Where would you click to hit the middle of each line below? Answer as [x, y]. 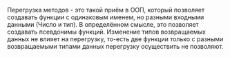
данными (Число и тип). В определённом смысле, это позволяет [103, 24]
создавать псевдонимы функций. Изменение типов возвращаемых [106, 32]
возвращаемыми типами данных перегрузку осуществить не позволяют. [115, 46]
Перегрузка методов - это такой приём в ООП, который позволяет [106, 10]
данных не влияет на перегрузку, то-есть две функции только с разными [115, 39]
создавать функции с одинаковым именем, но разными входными [106, 17]
